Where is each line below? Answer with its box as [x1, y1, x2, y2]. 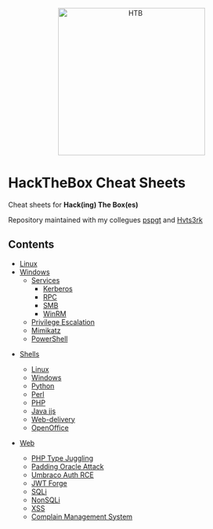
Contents [8, 238, 55, 252]
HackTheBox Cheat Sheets [8, 174, 186, 192]
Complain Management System [31, 512, 133, 521]
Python [31, 381, 55, 391]
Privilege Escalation [31, 317, 96, 326]
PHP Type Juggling [31, 453, 94, 463]
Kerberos [42, 284, 73, 293]
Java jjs [31, 406, 56, 416]
